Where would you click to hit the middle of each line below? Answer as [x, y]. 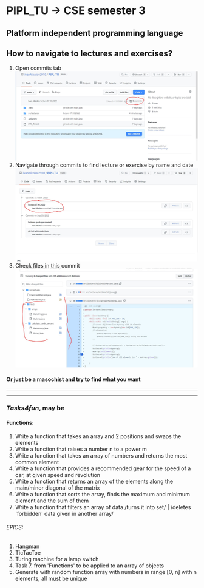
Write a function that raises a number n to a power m [81, 449]
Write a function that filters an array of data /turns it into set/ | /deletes [103, 507]
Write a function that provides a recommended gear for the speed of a [103, 468]
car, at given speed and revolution [58, 475]
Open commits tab [38, 68]
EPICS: [15, 527]
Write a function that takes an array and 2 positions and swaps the [98, 436]
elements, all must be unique [51, 578]
